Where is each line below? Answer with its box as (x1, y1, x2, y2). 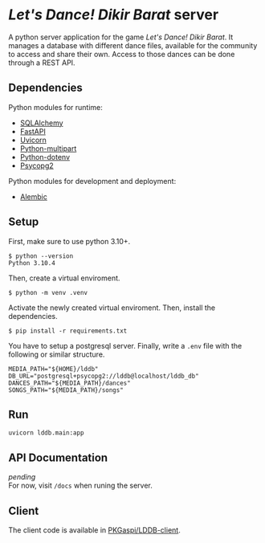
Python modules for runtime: (8, 102, 103, 112)
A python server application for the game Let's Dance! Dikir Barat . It (8, 32, 234, 42)
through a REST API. (8, 58, 75, 67)
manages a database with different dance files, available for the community (8, 40, 258, 50)
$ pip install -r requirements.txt (8, 327, 128, 335)
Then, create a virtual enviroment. (8, 273, 120, 283)
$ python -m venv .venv (8, 288, 88, 296)
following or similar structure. (8, 349, 105, 359)
